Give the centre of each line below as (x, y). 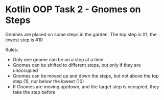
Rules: (12, 49)
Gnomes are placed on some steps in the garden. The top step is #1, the (81, 34)
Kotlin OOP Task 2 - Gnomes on (73, 9)
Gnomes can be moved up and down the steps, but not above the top (86, 76)
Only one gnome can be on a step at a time (58, 59)
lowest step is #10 (24, 40)
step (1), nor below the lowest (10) (48, 81)
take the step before (34, 92)
